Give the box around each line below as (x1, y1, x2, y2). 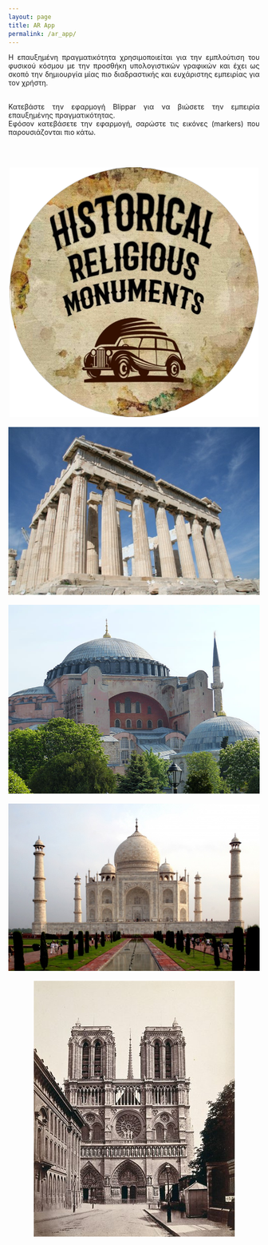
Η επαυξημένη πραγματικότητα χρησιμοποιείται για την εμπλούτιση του (8, 53, 260, 62)
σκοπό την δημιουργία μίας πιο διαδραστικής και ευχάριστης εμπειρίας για (8, 70, 260, 79)
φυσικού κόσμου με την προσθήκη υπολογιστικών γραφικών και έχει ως (8, 61, 260, 71)
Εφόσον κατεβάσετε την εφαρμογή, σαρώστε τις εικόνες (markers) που (8, 119, 260, 129)
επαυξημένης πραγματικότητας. (8, 110, 116, 120)
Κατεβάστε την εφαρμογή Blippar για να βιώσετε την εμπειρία (8, 102, 260, 112)
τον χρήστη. (8, 78, 49, 88)
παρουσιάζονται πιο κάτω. (8, 128, 96, 137)
